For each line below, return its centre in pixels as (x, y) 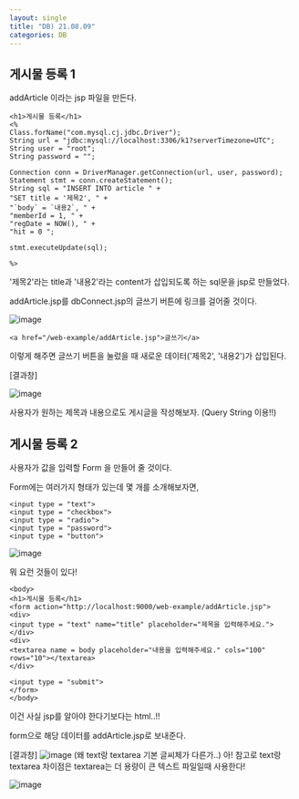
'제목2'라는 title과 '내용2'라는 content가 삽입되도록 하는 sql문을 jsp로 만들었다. (149, 282)
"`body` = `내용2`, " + (52, 208)
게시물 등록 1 (42, 74)
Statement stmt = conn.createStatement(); (91, 181)
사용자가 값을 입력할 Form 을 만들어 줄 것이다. (91, 467)
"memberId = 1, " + (46, 216)
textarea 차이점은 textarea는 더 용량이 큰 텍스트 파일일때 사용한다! (128, 766)
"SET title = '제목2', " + (59, 198)
